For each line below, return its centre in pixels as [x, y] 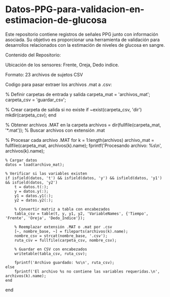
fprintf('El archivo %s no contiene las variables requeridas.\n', [87, 271]
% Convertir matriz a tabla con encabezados [62, 209]
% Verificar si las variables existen [46, 173]
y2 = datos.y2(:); [34, 200]
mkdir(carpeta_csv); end [31, 115]
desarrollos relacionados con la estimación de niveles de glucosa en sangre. [85, 45]
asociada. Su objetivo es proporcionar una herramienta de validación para [82, 40]
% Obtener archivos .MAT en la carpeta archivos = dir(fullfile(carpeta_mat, [83, 125]
